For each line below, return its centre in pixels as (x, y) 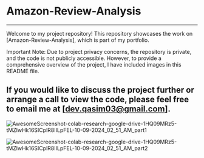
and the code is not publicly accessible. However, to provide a (84, 58)
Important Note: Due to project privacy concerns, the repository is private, (99, 51)
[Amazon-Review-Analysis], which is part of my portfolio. (78, 40)
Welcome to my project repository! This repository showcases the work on (100, 33)
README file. (23, 71)
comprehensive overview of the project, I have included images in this (94, 64)
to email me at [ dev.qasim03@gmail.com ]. (89, 109)
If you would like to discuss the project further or (100, 90)
